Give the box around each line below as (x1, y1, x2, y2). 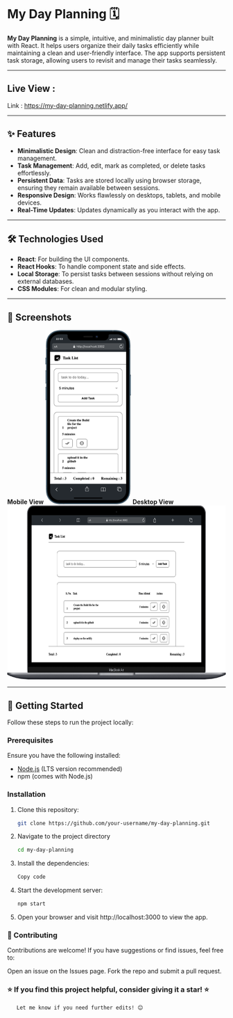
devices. (17, 198, 42, 207)
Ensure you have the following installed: (7, 751, 121, 760)
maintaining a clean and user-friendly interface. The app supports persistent (7, 49, 225, 57)
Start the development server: (17, 886, 103, 895)
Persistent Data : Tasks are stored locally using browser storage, (17, 176, 202, 184)
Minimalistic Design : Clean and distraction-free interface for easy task (17, 146, 221, 154)
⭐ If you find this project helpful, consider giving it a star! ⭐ (7, 985, 209, 994)
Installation (7, 790, 46, 800)
